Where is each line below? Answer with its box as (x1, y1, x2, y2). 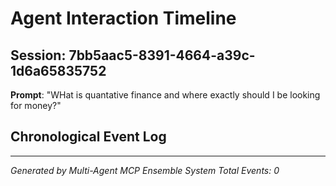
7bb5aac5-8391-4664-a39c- (68, 47, 256, 64)
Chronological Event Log (10, 128, 167, 146)
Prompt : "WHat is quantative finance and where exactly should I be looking (10, 89, 321, 101)
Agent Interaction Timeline (10, 7, 237, 30)
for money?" (10, 100, 62, 111)
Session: (10, 47, 67, 64)
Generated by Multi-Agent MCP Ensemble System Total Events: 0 (10, 164, 280, 176)
